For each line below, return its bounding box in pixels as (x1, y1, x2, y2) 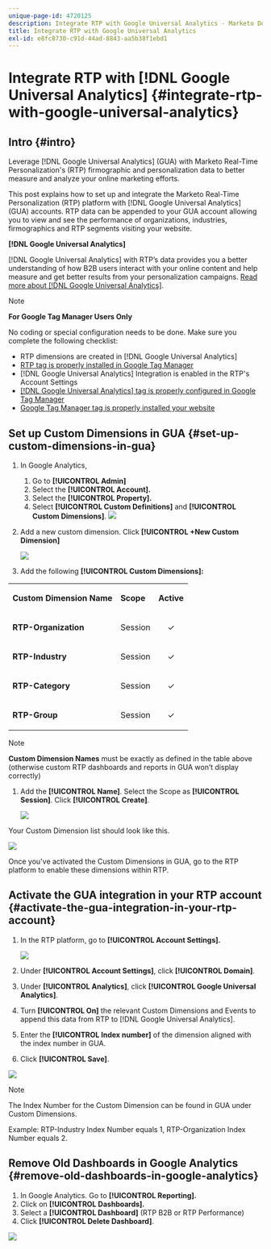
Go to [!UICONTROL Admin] (31, 477, 127, 486)
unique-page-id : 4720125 (8, 11, 92, 20)
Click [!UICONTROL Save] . (19, 1054, 110, 1064)
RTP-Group (12, 710, 58, 721)
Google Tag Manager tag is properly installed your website (19, 403, 215, 413)
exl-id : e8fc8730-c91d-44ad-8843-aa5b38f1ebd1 (8, 34, 168, 43)
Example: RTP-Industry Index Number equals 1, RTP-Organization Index (8, 1124, 246, 1134)
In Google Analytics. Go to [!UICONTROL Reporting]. (19, 1190, 198, 1200)
